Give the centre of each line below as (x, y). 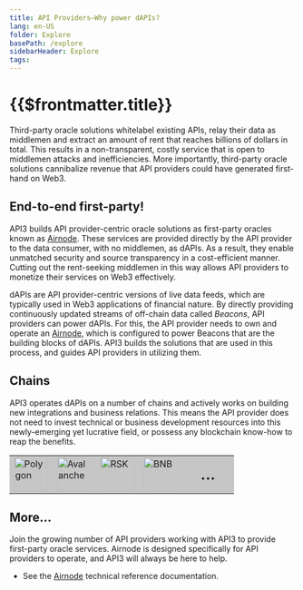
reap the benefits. (43, 441)
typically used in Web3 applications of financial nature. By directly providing (151, 304)
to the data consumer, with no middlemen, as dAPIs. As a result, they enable (152, 248)
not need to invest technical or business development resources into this (145, 422)
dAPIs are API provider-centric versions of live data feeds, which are (137, 294)
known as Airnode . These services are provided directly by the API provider (151, 238)
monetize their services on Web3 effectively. (93, 277)
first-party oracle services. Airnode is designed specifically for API (134, 549)
